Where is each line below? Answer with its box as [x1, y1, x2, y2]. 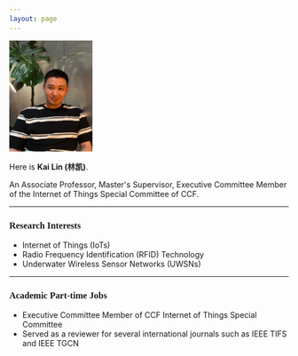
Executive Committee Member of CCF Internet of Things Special [21, 310, 257, 320]
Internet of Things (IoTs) [21, 240, 111, 250]
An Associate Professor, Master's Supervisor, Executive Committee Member [9, 178, 287, 190]
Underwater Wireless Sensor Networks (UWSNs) [21, 258, 201, 269]
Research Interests [9, 219, 82, 231]
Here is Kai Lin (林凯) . [9, 161, 89, 172]
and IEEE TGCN [21, 338, 80, 349]
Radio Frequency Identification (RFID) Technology [21, 249, 205, 259]
